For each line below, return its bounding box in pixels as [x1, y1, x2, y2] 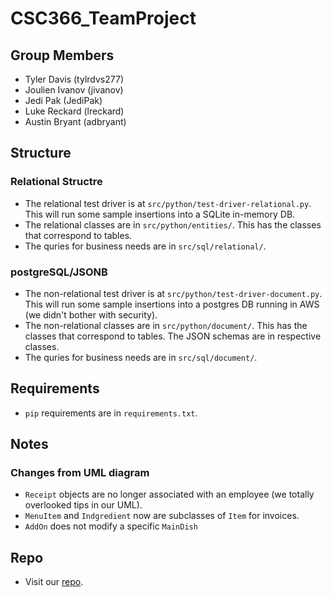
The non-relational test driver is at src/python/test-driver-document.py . [24, 287, 323, 299]
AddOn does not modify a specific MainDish [24, 520, 198, 532]
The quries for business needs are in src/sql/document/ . [24, 351, 258, 363]
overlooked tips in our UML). [24, 499, 143, 511]
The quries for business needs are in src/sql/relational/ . [24, 240, 267, 252]
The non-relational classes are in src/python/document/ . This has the [24, 319, 308, 331]
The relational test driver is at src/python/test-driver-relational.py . [24, 197, 312, 209]
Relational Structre [10, 175, 103, 189]
